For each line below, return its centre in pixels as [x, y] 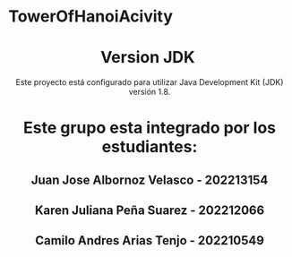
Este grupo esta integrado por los [150, 128]
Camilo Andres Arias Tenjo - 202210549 [150, 240]
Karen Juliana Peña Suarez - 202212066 [150, 211]
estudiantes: [150, 147]
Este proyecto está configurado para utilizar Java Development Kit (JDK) [150, 82]
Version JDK [148, 58]
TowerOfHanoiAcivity [91, 17]
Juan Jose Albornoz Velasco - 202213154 [150, 180]
